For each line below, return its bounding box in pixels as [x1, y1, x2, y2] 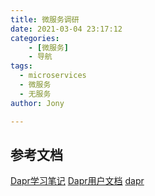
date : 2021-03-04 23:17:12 [10, 24, 123, 34]
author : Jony [10, 98, 65, 108]
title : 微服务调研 [10, 14, 80, 25]
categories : [10, 33, 60, 43]
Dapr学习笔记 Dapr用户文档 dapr [10, 175, 145, 187]
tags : [10, 61, 33, 71]
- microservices [19, 71, 87, 81]
